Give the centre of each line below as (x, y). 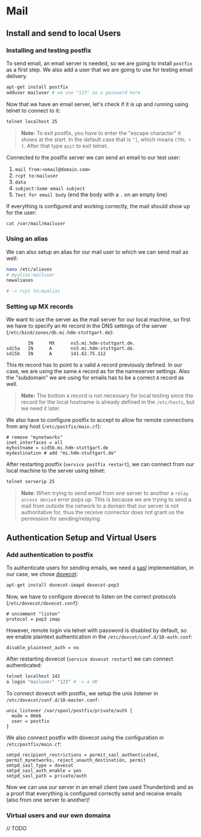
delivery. (17, 76)
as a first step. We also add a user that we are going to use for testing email (100, 70)
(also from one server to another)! (48, 800)
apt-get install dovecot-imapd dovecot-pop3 (63, 585)
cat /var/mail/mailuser (36, 223)
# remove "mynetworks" (34, 437)
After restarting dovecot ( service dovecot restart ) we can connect (90, 659)
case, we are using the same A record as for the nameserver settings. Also (98, 371)
